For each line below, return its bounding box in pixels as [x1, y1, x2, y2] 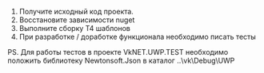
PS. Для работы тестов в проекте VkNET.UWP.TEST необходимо [7, 48, 229, 56]
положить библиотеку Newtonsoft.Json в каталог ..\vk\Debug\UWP [7, 56, 235, 65]
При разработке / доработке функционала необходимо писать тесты [18, 32, 257, 41]
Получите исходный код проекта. [18, 7, 134, 16]
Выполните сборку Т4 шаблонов [18, 24, 131, 33]
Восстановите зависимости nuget [18, 15, 135, 25]
